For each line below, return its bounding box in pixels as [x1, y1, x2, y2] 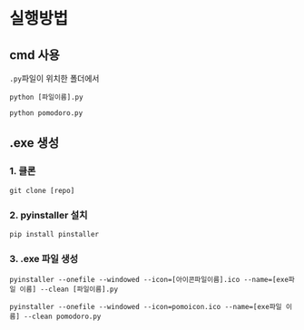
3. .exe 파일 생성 [9, 252, 79, 265]
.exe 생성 [9, 135, 59, 150]
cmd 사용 [9, 47, 61, 63]
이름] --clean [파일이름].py [19, 285, 119, 295]
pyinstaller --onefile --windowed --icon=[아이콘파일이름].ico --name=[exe [9, 276, 289, 285]
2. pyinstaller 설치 [9, 209, 88, 221]
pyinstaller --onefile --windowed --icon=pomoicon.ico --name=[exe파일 [9, 303, 283, 312]
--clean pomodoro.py [24, 312, 102, 322]
